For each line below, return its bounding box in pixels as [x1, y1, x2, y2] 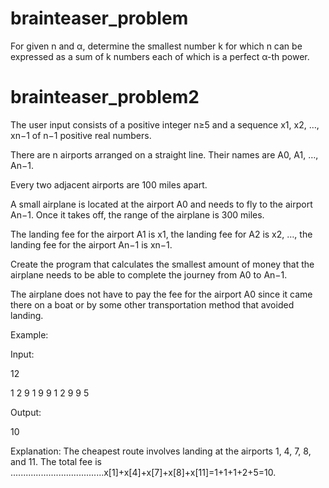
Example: [10, 328, 49, 341]
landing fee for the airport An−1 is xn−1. [10, 238, 173, 251]
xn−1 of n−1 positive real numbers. [10, 129, 152, 141]
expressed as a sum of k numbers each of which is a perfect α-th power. [10, 50, 310, 62]
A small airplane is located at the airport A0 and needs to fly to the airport [10, 198, 313, 210]
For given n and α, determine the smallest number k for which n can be [10, 40, 303, 52]
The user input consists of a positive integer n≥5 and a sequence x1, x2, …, [10, 118, 320, 131]
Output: [10, 406, 42, 418]
